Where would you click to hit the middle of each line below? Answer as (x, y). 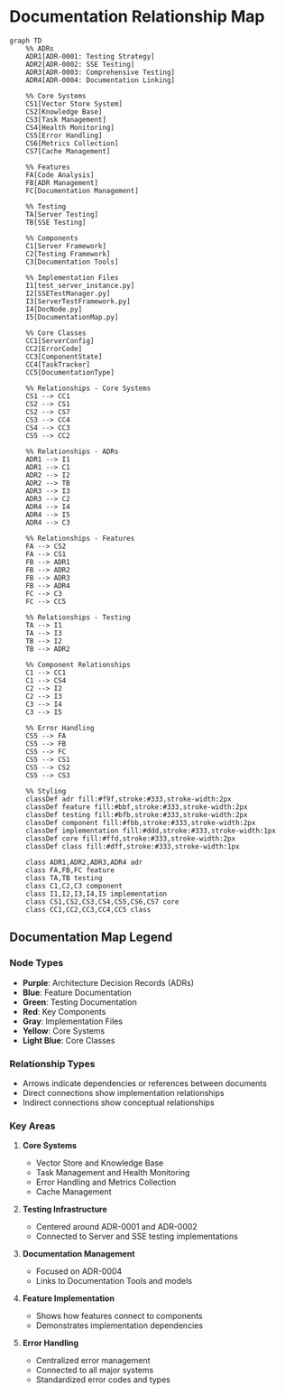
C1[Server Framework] (66, 246)
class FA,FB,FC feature (70, 870)
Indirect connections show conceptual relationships (118, 1102)
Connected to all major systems (95, 1371)
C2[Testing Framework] (68, 254)
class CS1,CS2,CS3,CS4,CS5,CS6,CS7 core (102, 901)
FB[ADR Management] (62, 182)
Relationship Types (52, 1064)
